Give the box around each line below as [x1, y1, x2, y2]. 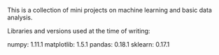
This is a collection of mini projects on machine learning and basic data [7, 6, 212, 14]
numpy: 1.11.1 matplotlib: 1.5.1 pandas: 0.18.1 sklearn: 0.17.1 [7, 40, 170, 48]
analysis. [7, 13, 33, 22]
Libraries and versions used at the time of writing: [7, 27, 150, 35]
